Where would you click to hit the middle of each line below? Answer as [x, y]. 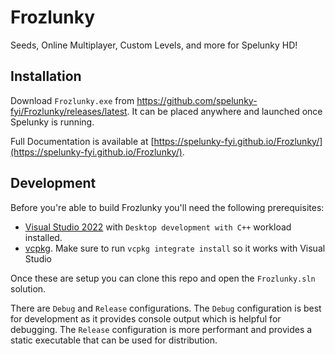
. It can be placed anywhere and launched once [224, 111]
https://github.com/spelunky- [197, 100]
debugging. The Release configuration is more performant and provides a [161, 329]
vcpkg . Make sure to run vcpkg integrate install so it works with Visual [175, 248]
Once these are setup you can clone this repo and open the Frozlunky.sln [163, 278]
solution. [28, 288]
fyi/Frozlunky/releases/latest [69, 111]
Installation [46, 76]
